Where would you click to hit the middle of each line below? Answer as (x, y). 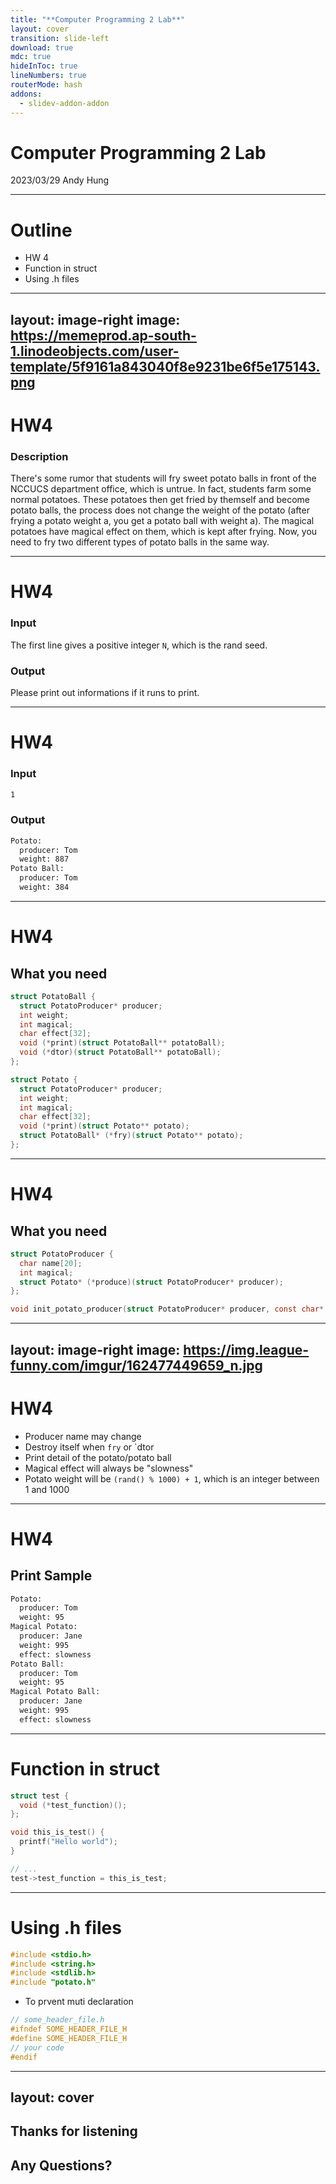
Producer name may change (83, 1436)
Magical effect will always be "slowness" (109, 1468)
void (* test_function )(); (73, 1805)
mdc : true (31, 57)
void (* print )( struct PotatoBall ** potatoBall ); (122, 1043)
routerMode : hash (46, 85)
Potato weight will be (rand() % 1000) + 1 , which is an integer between (172, 1478)
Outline (41, 230)
